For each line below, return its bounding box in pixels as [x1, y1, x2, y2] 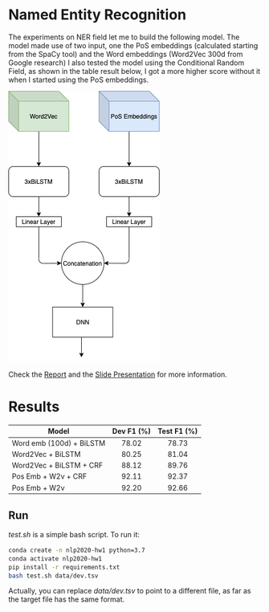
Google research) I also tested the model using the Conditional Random [8, 58, 245, 67]
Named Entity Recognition [8, 6, 187, 24]
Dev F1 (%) [112, 426, 151, 436]
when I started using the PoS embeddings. [8, 75, 149, 84]
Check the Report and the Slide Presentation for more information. [8, 369, 227, 379]
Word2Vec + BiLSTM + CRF [11, 460, 104, 471]
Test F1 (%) [157, 426, 198, 436]
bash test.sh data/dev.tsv [8, 572, 99, 580]
